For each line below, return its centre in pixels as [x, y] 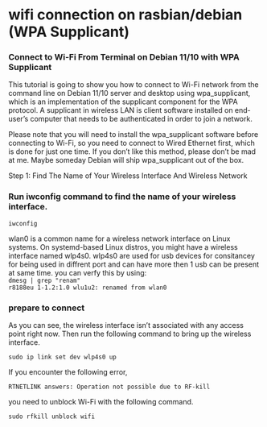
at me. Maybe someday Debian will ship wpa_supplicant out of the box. [126, 160]
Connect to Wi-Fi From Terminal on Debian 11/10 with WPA [124, 57]
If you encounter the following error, [68, 372]
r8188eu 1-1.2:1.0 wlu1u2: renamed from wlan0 [88, 288]
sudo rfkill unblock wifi [51, 417]
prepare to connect [47, 308]
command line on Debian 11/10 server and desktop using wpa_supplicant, [129, 93]
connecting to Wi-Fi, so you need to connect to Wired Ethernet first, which [132, 143]
